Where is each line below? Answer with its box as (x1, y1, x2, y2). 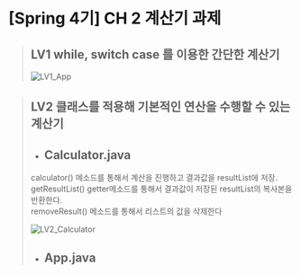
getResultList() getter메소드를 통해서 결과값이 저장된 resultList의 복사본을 (30, 183, 293, 194)
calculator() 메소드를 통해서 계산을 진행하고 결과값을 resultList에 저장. (30, 172, 278, 183)
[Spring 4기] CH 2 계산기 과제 (8, 8, 222, 29)
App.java (43, 250, 96, 265)
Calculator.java (43, 147, 132, 163)
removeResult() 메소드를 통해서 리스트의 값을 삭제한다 (30, 206, 223, 217)
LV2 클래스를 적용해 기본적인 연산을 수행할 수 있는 (30, 100, 291, 115)
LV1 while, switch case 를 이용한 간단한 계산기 (30, 47, 280, 62)
